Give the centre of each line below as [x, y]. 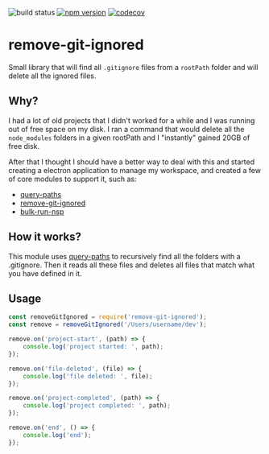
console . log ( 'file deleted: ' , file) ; [88, 376]
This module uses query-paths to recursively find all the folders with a [124, 256]
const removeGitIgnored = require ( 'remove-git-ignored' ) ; [108, 317]
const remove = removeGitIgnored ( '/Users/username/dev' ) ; [108, 325]
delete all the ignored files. [52, 76]
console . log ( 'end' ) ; [57, 435]
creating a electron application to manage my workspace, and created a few [135, 170]
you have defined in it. [45, 273]
